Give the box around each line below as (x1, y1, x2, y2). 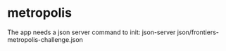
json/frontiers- (177, 28, 220, 36)
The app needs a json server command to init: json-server (7, 28, 176, 36)
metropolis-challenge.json (7, 35, 83, 43)
